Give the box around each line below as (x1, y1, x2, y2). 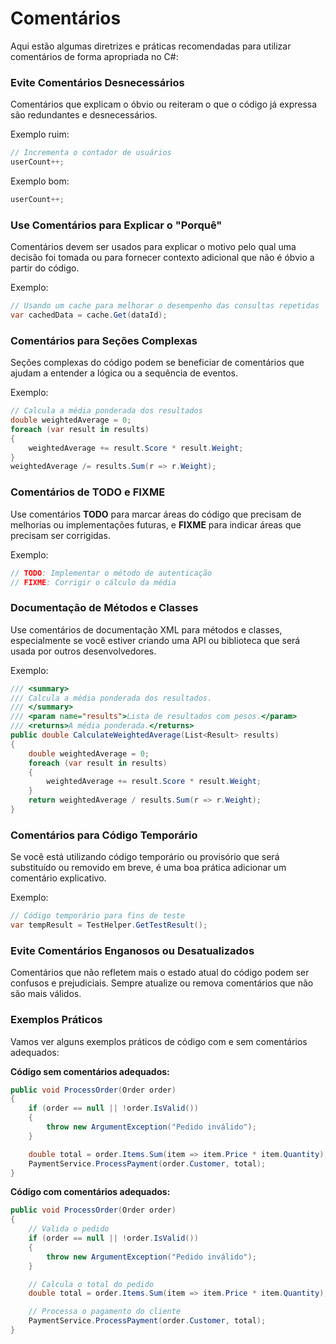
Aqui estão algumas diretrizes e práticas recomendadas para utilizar (10, 40, 292, 52)
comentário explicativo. (10, 872, 107, 884)
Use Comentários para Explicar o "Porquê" (10, 218, 223, 232)
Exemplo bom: (10, 175, 70, 187)
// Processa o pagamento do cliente (28, 1307, 182, 1317)
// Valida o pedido (28, 1224, 110, 1234)
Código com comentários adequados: (10, 1186, 171, 1198)
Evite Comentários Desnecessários (10, 75, 185, 89)
